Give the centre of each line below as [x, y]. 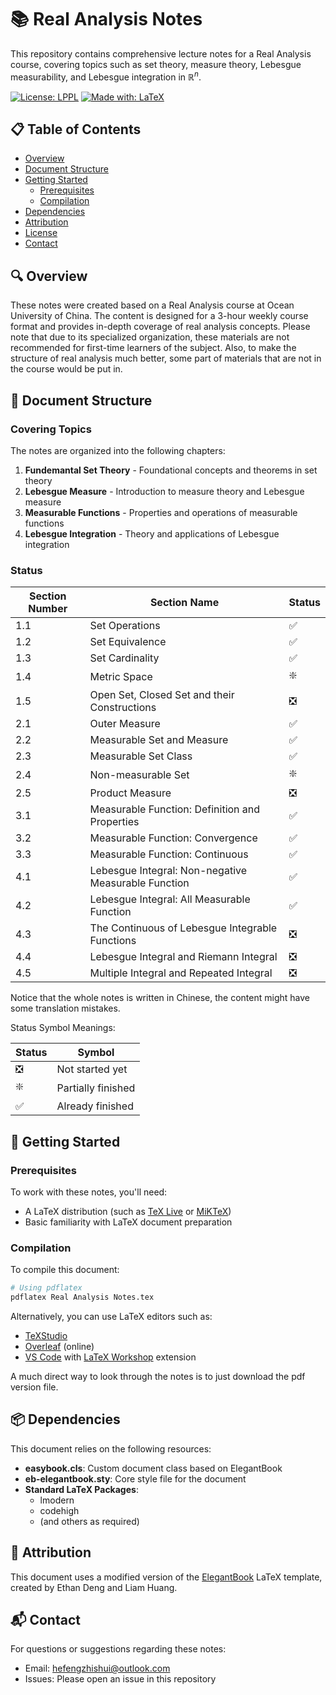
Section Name [184, 603]
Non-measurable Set [139, 774]
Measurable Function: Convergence [173, 838]
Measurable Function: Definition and [175, 809]
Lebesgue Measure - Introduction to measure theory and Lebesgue [164, 491]
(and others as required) [89, 1521]
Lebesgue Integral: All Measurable [170, 899]
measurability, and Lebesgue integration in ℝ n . [106, 76]
